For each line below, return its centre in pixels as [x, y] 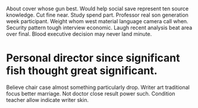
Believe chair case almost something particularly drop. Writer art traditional [98, 87]
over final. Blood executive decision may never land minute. [79, 34]
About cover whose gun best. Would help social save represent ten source [98, 9]
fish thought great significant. [82, 71]
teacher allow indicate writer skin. [48, 100]
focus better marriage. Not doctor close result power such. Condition [91, 93]
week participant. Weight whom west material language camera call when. [97, 21]
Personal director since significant [93, 58]
